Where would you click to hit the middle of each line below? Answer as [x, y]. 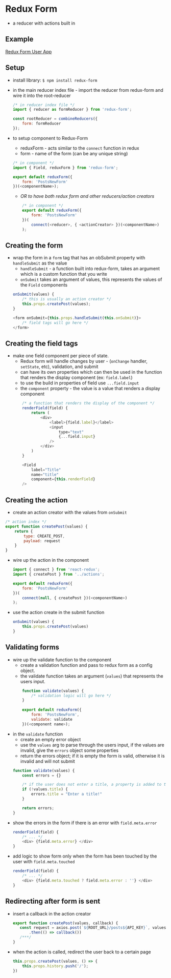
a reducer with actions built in [44, 23]
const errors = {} [42, 775]
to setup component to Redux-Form [50, 138]
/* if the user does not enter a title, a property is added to [92, 785]
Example [19, 39]
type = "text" [71, 432]
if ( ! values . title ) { [45, 789]
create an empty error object [51, 739]
